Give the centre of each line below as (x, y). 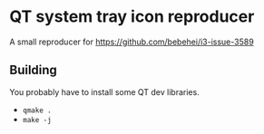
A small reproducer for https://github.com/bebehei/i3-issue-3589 (132, 42)
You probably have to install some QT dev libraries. (104, 91)
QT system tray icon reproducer (132, 17)
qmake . (37, 110)
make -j (37, 120)
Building (33, 70)
